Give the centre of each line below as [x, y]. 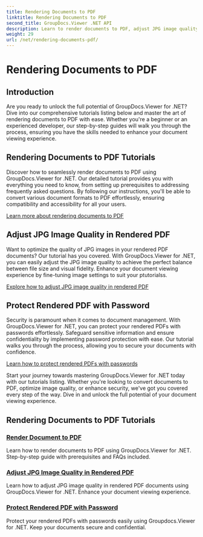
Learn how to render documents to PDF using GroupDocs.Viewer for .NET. [99, 451]
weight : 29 [20, 34]
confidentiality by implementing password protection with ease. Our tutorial [100, 339]
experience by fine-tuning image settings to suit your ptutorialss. [87, 275]
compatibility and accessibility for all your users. [66, 204]
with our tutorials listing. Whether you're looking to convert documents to [97, 382]
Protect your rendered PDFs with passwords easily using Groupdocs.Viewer [101, 521]
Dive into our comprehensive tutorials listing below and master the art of [96, 113]
